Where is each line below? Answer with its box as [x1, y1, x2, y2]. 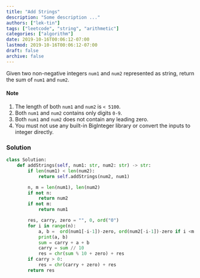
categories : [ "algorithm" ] [6, 31, 74, 37]
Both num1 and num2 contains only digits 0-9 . [14, 109, 123, 117]
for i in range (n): [28, 222, 77, 229]
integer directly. [14, 128, 54, 135]
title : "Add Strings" [6, 8, 60, 15]
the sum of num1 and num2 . [6, 76, 70, 83]
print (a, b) [38, 234, 68, 240]
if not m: [28, 201, 52, 207]
